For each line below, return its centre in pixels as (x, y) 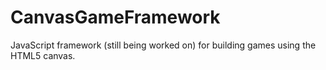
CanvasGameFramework (115, 17)
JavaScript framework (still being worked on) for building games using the (163, 45)
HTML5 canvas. (43, 55)
